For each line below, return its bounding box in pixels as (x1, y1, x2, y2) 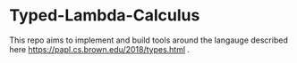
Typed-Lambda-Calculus (9, 5, 200, 26)
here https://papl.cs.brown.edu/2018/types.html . (9, 43, 191, 54)
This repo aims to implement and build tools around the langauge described (9, 35, 288, 45)
